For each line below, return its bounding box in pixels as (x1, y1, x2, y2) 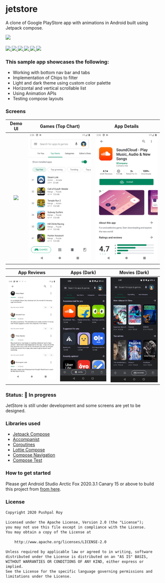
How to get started (5, 469, 51, 476)
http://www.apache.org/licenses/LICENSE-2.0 (14, 539, 107, 544)
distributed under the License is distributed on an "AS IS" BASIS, (5, 554, 148, 559)
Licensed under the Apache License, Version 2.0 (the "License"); (5, 520, 144, 525)
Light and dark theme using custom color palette (12, 80, 111, 86)
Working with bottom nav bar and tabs (12, 70, 90, 76)
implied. (5, 564, 24, 569)
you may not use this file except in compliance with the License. (5, 525, 146, 529)
